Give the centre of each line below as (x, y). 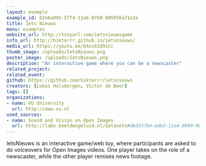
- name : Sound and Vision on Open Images (60, 120)
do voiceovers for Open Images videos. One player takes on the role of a (98, 150)
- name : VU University (35, 103)
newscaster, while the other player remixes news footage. (79, 156)
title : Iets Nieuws (31, 23)
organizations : (26, 97)
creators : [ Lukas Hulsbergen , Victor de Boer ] (67, 86)
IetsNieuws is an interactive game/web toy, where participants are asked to (101, 143)
